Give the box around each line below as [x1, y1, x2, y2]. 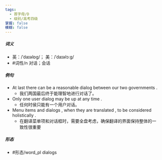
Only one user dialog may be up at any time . [12, 96, 102, 102]
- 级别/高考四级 [9, 16, 38, 21]
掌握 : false [5, 20, 28, 26]
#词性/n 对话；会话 [12, 60, 50, 66]
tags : [5, 7, 16, 12]
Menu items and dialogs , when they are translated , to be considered [12, 107, 152, 113]
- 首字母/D [9, 12, 29, 17]
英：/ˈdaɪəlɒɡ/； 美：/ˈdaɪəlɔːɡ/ [12, 54, 74, 60]
